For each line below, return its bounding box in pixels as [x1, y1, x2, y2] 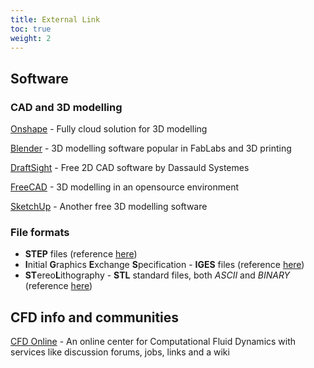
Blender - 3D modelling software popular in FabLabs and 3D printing [10, 142, 292, 155]
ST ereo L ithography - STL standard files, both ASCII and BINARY [24, 269, 291, 281]
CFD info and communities [10, 309, 180, 326]
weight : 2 [10, 33, 52, 43]
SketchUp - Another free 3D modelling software [10, 201, 208, 213]
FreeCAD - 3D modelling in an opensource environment [10, 181, 240, 193]
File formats [10, 225, 70, 239]
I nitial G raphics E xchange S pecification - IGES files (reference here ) [24, 259, 305, 271]
